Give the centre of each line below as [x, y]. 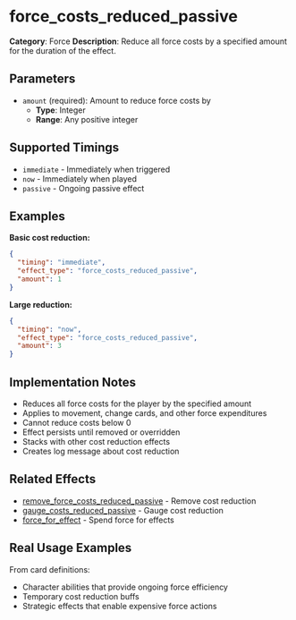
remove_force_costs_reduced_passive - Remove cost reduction [139, 501]
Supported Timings [64, 148]
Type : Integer [61, 110]
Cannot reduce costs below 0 [76, 422]
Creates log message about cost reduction [101, 451]
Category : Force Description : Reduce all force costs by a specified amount [148, 41]
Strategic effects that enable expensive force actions [119, 606]
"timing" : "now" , [50, 329]
